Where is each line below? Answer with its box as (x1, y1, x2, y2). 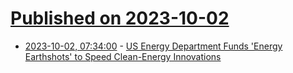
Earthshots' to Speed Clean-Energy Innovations (24, 50, 222, 62)
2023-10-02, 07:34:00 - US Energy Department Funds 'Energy (24, 40, 283, 52)
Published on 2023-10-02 (10, 7, 230, 30)
